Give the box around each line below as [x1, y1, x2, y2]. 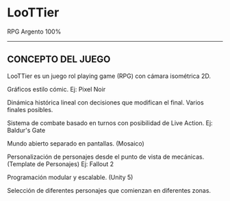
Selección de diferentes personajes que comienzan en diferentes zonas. [7, 186, 211, 194]
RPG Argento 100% [7, 27, 62, 36]
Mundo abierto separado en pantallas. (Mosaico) [7, 139, 145, 148]
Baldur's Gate [7, 126, 46, 134]
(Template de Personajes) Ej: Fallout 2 [7, 159, 114, 168]
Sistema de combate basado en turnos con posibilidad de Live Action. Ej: [7, 118, 214, 127]
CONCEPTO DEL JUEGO [7, 53, 111, 66]
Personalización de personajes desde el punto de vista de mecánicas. [7, 152, 205, 161]
